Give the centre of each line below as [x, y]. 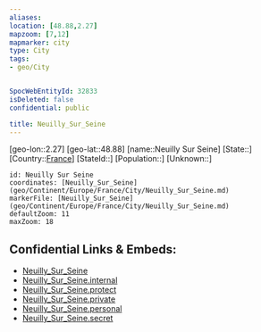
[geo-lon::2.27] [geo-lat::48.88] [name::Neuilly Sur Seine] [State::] [131, 149]
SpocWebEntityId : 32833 [54, 91]
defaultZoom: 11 [39, 214]
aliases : [25, 17]
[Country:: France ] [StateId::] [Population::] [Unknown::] [111, 159]
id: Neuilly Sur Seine [51, 175]
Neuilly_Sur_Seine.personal [72, 309]
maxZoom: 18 [31, 222]
